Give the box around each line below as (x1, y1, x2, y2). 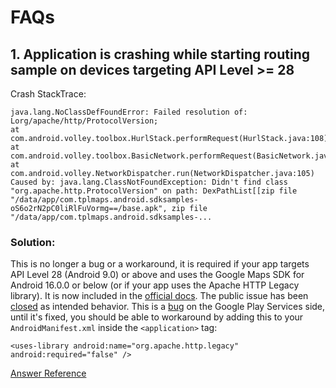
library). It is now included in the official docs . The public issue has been (10, 290, 309, 302)
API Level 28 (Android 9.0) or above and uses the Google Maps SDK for (10, 269, 305, 281)
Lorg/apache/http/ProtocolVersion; (10, 116, 159, 126)
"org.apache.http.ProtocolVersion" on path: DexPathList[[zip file (10, 186, 298, 196)
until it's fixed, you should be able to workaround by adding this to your (10, 311, 304, 323)
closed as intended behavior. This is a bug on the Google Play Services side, (10, 301, 326, 313)
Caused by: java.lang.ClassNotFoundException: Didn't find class (10, 177, 288, 187)
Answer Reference (10, 367, 87, 380)
